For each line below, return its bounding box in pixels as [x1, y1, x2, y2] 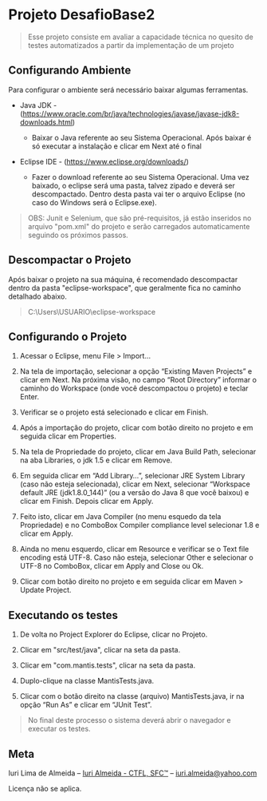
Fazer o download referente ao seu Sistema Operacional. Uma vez [31, 172, 249, 181]
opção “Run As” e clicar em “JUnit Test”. [19, 700, 152, 710]
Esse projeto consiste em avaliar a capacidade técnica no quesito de [27, 32, 253, 42]
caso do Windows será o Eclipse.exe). [31, 197, 157, 207]
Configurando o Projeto [8, 330, 128, 343]
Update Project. [19, 585, 72, 595]
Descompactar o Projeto [8, 253, 132, 267]
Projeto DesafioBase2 [8, 6, 155, 24]
